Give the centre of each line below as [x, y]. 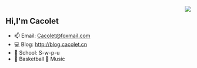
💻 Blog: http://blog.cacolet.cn [51, 44]
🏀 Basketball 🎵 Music [39, 59]
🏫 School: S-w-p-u [37, 52]
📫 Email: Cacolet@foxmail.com [52, 35]
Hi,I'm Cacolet [32, 21]
